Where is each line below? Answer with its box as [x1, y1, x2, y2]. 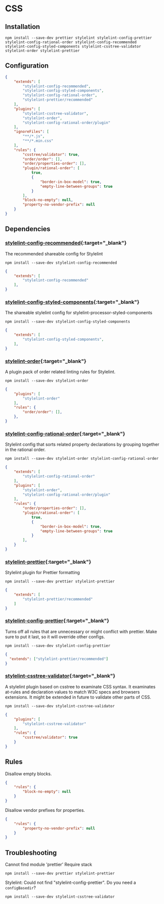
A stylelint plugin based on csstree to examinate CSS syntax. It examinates [5, 683, 156, 689]
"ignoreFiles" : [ [14, 129, 49, 134]
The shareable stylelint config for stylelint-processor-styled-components [5, 310, 153, 316]
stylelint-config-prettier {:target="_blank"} [5, 617, 110, 624]
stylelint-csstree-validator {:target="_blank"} [5, 673, 116, 679]
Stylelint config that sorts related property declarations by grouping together [5, 442, 160, 448]
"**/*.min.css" [23, 138, 54, 144]
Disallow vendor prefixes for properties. [5, 807, 85, 813]
